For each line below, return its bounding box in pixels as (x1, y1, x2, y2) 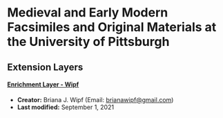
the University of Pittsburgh (7, 34, 170, 49)
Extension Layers (7, 61, 84, 73)
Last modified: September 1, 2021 (17, 103, 115, 111)
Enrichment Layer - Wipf (7, 80, 79, 88)
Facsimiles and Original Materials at (7, 19, 217, 35)
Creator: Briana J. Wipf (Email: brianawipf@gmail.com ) (17, 95, 174, 104)
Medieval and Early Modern (7, 5, 168, 21)
